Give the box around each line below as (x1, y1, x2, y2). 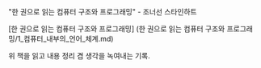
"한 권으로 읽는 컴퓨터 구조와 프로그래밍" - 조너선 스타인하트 (8, 7, 197, 16)
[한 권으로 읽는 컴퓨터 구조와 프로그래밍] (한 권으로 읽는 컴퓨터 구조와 (8, 24, 225, 34)
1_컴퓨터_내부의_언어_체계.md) (17, 34, 114, 43)
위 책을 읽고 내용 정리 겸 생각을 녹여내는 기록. (8, 51, 151, 60)
